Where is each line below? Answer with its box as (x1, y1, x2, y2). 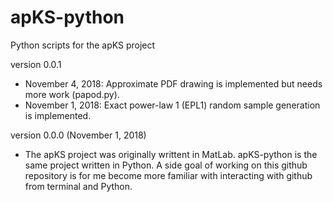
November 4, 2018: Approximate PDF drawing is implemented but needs (24, 77, 323, 90)
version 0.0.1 (10, 58, 62, 70)
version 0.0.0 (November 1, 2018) (10, 129, 147, 141)
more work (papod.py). (24, 88, 120, 100)
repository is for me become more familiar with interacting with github (24, 169, 313, 181)
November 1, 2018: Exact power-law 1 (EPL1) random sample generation (24, 99, 321, 111)
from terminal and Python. (24, 180, 133, 192)
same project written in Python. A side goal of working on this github (24, 159, 308, 171)
